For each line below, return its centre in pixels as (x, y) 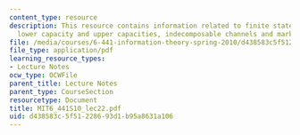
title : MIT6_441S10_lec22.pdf (66, 108)
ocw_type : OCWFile (43, 75)
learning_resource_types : (57, 59)
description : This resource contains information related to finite (139, 26)
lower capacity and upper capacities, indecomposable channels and (146, 34)
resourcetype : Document (54, 100)
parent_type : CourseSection (62, 91)
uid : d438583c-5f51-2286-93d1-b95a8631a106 (92, 116)
